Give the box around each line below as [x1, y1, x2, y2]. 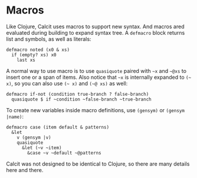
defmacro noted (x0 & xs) [6, 46, 70, 53]
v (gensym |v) [17, 135, 51, 140]
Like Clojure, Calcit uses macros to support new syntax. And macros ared [6, 23, 185, 30]
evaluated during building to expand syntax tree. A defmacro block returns [6, 29, 185, 36]
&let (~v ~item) [21, 145, 62, 150]
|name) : [6, 113, 24, 120]
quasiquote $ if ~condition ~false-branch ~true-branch [11, 96, 152, 102]
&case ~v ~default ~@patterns [27, 150, 101, 156]
